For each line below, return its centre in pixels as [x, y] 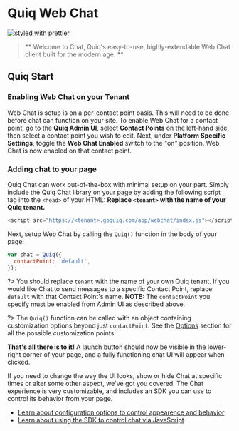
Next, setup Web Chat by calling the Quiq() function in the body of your [112, 234]
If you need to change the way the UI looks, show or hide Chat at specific [115, 376]
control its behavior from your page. [60, 399]
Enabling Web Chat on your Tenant [69, 97]
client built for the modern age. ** [74, 54]
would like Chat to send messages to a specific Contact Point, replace [110, 289]
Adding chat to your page [52, 169]
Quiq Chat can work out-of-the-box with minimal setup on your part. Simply [118, 184]
